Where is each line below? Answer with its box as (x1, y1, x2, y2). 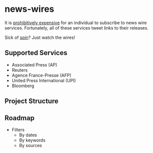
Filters (11, 126, 25, 132)
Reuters (11, 67, 28, 73)
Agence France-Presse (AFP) (11, 72, 72, 78)
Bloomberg (11, 83, 34, 89)
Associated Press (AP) (11, 61, 58, 67)
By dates (19, 132, 37, 138)
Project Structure (4, 97, 59, 105)
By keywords (19, 137, 46, 143)
